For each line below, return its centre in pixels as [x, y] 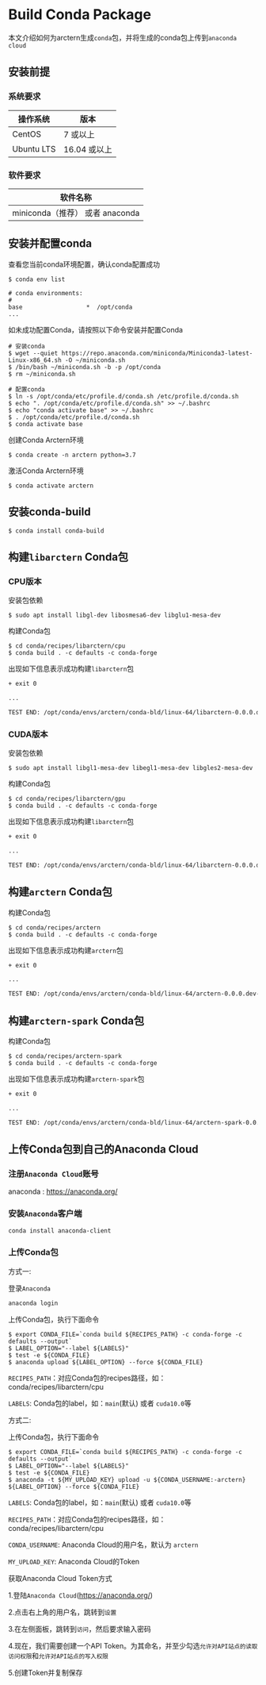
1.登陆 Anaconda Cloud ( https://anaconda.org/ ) [80, 1595]
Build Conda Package [80, 15]
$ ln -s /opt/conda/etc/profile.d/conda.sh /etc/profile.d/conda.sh [123, 396]
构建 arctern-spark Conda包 [76, 1020]
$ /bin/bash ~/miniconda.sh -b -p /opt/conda [84, 367]
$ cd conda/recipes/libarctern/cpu [67, 646]
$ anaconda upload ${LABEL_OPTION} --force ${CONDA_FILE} [106, 1362]
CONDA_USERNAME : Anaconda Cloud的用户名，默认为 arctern [103, 1545]
